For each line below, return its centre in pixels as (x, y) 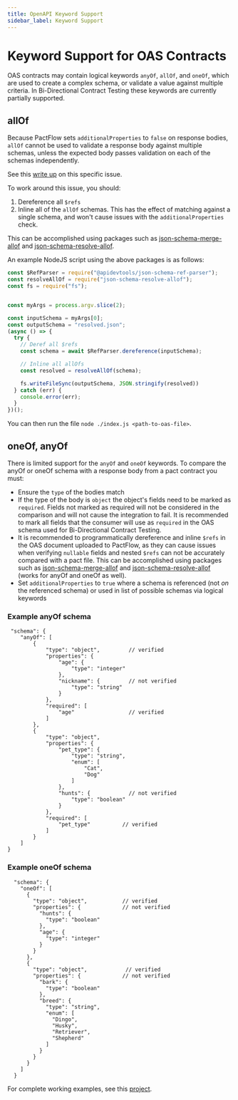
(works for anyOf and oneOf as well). (72, 575)
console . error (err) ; (51, 397)
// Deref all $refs (49, 345)
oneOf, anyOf (38, 446)
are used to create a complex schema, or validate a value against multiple (115, 83)
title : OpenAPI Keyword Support (55, 14)
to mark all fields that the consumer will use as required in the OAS (116, 522)
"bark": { (54, 982)
